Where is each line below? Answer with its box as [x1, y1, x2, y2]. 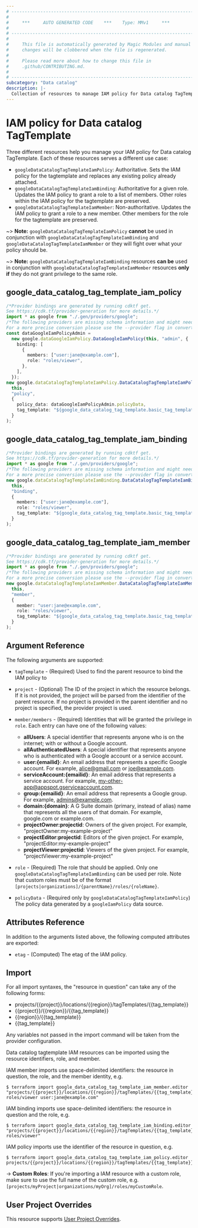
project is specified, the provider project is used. [14, 704, 133, 711]
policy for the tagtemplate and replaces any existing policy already [14, 172, 176, 179]
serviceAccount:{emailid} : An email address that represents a [23, 771, 176, 778]
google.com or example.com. [23, 815, 95, 822]
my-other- [98, 777, 123, 784]
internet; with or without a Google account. [23, 739, 128, 746]
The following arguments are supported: [6, 656, 104, 663]
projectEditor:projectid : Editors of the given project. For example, [23, 834, 184, 841]
